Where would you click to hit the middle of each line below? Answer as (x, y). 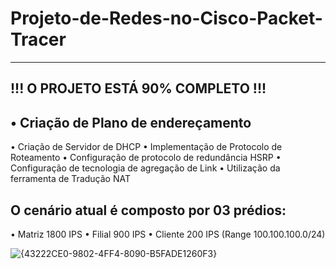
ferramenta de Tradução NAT (70, 179)
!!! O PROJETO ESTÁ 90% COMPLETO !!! (138, 88)
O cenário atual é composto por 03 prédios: (148, 210)
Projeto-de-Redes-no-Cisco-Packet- (166, 18)
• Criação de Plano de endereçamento (131, 122)
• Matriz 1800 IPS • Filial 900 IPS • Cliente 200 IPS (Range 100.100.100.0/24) (168, 234)
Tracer (38, 39)
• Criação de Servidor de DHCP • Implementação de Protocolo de (146, 147)
